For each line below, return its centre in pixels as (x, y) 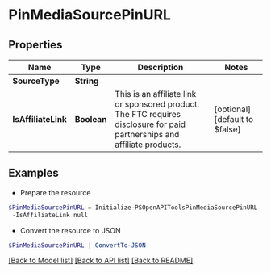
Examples (33, 173)
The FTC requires (148, 114)
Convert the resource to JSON (70, 230)
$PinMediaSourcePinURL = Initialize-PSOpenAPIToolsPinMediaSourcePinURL (133, 208)
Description (161, 67)
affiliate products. (148, 145)
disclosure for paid (150, 124)
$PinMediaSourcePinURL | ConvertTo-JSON (77, 245)
